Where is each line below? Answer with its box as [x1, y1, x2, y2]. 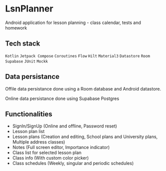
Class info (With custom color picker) [12, 155, 89, 161]
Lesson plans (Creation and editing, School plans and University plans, [12, 133, 158, 140]
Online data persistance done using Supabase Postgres [5, 95, 120, 101]
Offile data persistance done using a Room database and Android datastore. [5, 85, 162, 91]
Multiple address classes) [12, 139, 65, 145]
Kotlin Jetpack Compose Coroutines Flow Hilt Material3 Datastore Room [5, 53, 151, 58]
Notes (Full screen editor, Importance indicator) [12, 144, 110, 150]
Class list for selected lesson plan [12, 149, 82, 155]
